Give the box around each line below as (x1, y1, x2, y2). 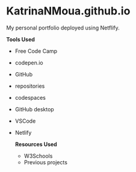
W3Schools (23, 152, 53, 159)
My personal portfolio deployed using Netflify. (6, 24, 120, 31)
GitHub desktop (14, 105, 54, 112)
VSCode (14, 117, 36, 124)
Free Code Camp (14, 47, 58, 55)
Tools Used (6, 35, 35, 43)
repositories (14, 82, 45, 90)
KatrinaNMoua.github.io (6, 4, 131, 18)
